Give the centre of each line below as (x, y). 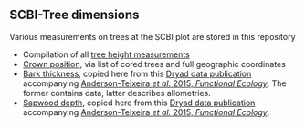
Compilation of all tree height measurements (106, 54)
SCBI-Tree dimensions (74, 15)
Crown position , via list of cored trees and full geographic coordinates (154, 63)
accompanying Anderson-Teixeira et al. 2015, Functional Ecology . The (154, 83)
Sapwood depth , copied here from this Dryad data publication (139, 103)
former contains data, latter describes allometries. (117, 93)
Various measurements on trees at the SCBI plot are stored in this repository (152, 36)
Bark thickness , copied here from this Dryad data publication (137, 73)
